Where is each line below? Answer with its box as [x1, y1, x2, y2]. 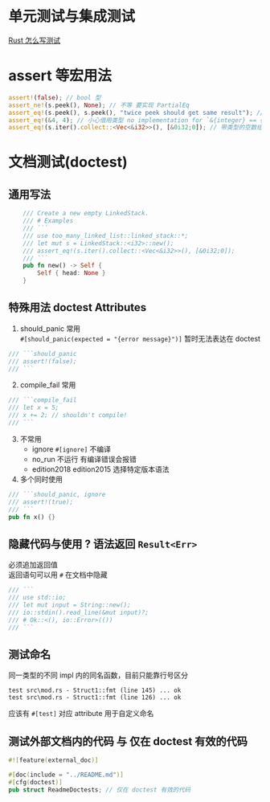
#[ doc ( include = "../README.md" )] [8, 771, 125, 779]
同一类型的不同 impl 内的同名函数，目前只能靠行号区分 [8, 670, 189, 680]
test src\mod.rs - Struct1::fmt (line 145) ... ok [8, 686, 182, 695]
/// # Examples [22, 217, 74, 225]
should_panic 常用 [19, 323, 81, 333]
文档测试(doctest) [8, 153, 129, 171]
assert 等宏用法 [8, 67, 112, 85]
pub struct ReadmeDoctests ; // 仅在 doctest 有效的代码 [8, 785, 191, 794]
